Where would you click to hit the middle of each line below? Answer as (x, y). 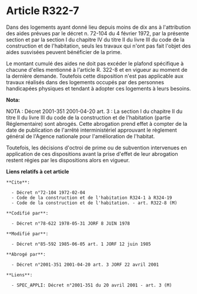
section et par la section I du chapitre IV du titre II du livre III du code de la (96, 39)
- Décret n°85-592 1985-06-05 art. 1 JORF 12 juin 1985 (81, 244)
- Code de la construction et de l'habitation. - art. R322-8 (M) (94, 203)
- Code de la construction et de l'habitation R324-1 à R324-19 (92, 198)
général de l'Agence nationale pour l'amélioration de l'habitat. (81, 136)
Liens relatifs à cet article (38, 171)
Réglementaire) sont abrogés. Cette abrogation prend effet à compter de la (97, 123)
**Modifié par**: (27, 233)
